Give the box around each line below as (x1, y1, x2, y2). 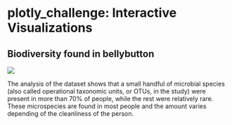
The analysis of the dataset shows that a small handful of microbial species (7, 79, 225, 88)
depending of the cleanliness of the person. (7, 110, 134, 117)
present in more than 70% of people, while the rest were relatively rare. (7, 95, 214, 103)
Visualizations (7, 20, 93, 36)
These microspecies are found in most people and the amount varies (7, 102, 207, 110)
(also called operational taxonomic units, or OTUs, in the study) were (7, 87, 206, 96)
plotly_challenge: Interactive (7, 5, 177, 21)
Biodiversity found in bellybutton (7, 48, 155, 60)
